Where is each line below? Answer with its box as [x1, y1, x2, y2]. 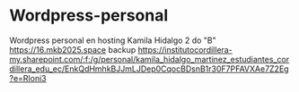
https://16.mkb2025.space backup [9, 44, 136, 54]
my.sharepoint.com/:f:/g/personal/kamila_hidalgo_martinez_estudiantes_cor [9, 54, 290, 64]
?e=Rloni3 [9, 72, 47, 83]
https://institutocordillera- [137, 44, 233, 54]
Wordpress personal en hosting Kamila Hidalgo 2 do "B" [9, 35, 217, 46]
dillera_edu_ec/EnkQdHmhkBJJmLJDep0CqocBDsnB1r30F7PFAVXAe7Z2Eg [9, 63, 289, 74]
